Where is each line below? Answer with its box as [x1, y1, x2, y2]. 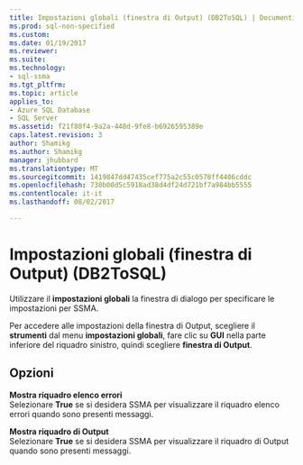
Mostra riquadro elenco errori [9, 389, 123, 400]
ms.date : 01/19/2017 [9, 38, 87, 48]
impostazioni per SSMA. [9, 303, 99, 314]
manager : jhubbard [9, 155, 78, 165]
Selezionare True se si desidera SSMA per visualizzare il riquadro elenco [9, 398, 280, 410]
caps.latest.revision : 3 [9, 131, 103, 140]
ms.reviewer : [9, 47, 59, 56]
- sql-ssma [9, 72, 50, 81]
